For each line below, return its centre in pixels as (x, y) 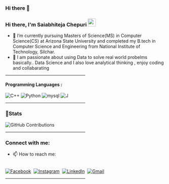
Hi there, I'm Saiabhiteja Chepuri (46, 24)
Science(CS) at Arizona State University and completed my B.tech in (84, 41)
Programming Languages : (34, 84)
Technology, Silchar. (34, 52)
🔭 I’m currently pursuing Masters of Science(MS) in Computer (77, 36)
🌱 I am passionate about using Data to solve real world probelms (80, 57)
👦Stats (14, 114)
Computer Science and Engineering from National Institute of (76, 47)
